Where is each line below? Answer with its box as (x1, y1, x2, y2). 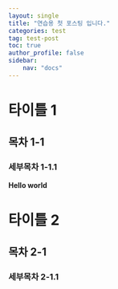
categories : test (8, 26, 67, 35)
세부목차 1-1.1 (8, 161, 58, 173)
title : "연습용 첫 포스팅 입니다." (8, 19, 111, 27)
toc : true (8, 42, 42, 50)
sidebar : (8, 57, 38, 65)
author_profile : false (8, 49, 84, 57)
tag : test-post (8, 34, 59, 43)
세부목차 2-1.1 (8, 271, 59, 283)
